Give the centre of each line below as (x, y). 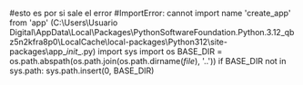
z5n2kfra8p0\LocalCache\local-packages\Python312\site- (118, 42)
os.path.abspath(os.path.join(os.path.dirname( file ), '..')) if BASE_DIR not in (148, 61)
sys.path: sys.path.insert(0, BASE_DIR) (82, 71)
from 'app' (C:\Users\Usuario (64, 23)
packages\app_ (38, 52)
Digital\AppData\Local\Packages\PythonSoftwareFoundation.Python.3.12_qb (152, 32)
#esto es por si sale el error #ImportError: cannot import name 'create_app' (150, 13)
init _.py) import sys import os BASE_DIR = (145, 52)
